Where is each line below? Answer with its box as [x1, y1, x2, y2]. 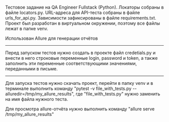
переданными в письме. [5, 66, 58, 72]
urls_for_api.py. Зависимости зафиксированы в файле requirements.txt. [5, 15, 156, 21]
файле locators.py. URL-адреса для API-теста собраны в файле [5, 10, 140, 16]
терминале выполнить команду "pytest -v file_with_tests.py [5, 85, 132, 91]
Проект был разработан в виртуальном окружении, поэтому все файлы [5, 20, 160, 26]
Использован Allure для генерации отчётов [5, 35, 98, 41]
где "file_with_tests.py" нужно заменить [75, 91, 160, 97]
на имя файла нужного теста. [5, 96, 68, 102]
